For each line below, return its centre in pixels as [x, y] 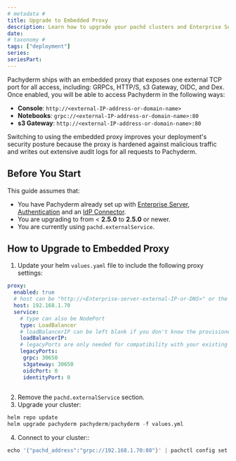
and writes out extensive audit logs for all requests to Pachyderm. [102, 151]
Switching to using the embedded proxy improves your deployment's [107, 136]
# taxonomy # [26, 40]
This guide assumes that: [44, 190]
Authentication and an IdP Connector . [72, 212]
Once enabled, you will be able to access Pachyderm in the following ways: [116, 94]
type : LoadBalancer [48, 325]
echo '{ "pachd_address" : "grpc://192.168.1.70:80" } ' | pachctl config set [118, 450]
